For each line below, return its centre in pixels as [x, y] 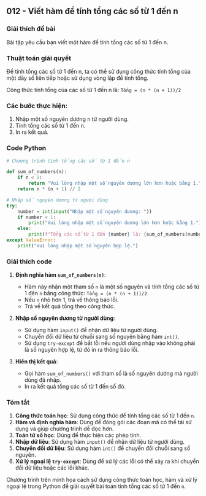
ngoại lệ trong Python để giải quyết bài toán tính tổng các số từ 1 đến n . [96, 486]
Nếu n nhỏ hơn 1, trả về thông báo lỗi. [71, 300]
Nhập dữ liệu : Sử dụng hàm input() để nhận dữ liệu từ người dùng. [100, 442]
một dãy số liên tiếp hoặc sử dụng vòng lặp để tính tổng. [78, 78]
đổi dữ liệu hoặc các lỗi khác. [52, 468]
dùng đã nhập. [43, 380]
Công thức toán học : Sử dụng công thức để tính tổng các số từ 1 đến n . [105, 416]
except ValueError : [31, 240]
